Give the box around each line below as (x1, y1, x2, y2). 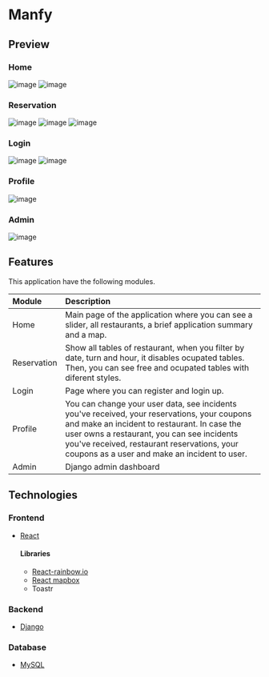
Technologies (8, 488, 78, 502)
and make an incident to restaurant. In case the (65, 418, 242, 429)
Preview (8, 38, 50, 51)
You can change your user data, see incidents (65, 398, 238, 409)
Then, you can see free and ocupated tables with (65, 362, 250, 373)
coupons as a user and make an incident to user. (65, 448, 248, 459)
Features (8, 255, 54, 269)
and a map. (65, 329, 107, 340)
